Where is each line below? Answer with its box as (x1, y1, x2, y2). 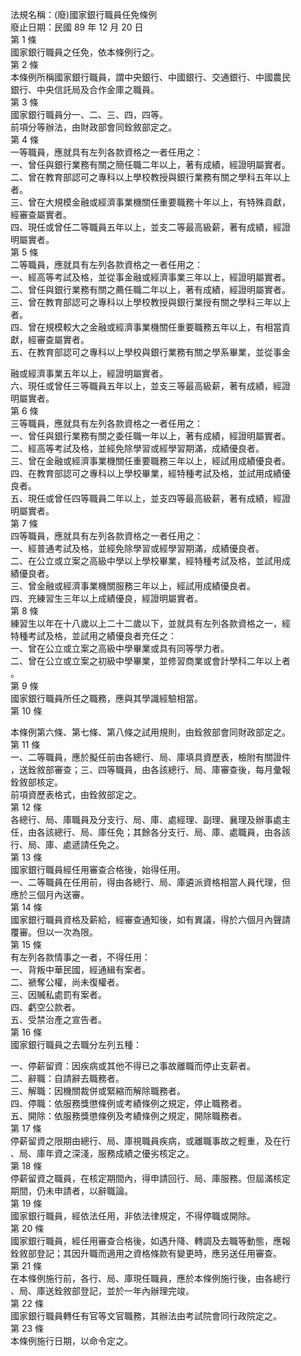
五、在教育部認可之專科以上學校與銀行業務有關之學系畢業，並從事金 (10, 346, 291, 358)
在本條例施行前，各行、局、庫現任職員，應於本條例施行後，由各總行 (10, 1273, 291, 1284)
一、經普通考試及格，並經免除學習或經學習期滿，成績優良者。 (10, 543, 265, 554)
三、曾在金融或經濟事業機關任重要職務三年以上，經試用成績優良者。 (10, 455, 291, 467)
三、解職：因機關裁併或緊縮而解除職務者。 (10, 1085, 186, 1097)
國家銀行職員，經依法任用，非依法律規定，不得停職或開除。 (10, 1210, 256, 1222)
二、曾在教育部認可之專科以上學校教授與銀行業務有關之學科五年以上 (10, 171, 291, 183)
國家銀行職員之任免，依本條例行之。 (10, 46, 160, 58)
